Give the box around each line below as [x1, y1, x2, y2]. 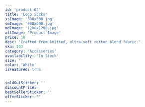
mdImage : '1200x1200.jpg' [5, 26, 59, 31]
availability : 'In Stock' [5, 53, 59, 58]
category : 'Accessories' [5, 49, 57, 53]
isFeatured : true [5, 67, 41, 72]
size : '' [5, 58, 23, 63]
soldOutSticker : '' [5, 80, 46, 86]
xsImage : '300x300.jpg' [5, 16, 55, 21]
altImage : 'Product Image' [5, 30, 61, 35]
